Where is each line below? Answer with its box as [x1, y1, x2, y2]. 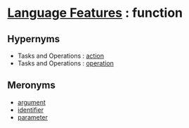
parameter [17, 113, 48, 121]
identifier [17, 105, 44, 114]
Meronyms [7, 79, 56, 91]
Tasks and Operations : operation [17, 59, 115, 68]
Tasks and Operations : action [17, 51, 104, 60]
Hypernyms [7, 33, 60, 45]
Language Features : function [7, 5, 183, 21]
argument [17, 98, 46, 106]
